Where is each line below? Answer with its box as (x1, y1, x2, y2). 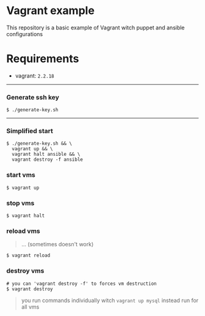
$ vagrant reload (6, 252, 51, 259)
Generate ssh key (6, 93, 60, 101)
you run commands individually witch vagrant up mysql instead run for (21, 296, 199, 304)
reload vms (6, 227, 41, 235)
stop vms (6, 199, 35, 207)
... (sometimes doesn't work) (21, 241, 94, 248)
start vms (6, 171, 35, 179)
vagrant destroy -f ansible (12, 156, 84, 163)
